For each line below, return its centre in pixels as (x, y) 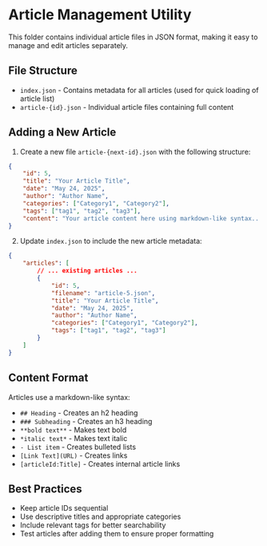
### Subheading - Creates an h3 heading (86, 421)
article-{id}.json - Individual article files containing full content (127, 107)
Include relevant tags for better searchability (93, 525)
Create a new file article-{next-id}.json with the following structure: (135, 152)
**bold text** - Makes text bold (73, 430)
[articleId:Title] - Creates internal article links (100, 463)
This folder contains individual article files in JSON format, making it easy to (133, 37)
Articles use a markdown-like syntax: (69, 397)
